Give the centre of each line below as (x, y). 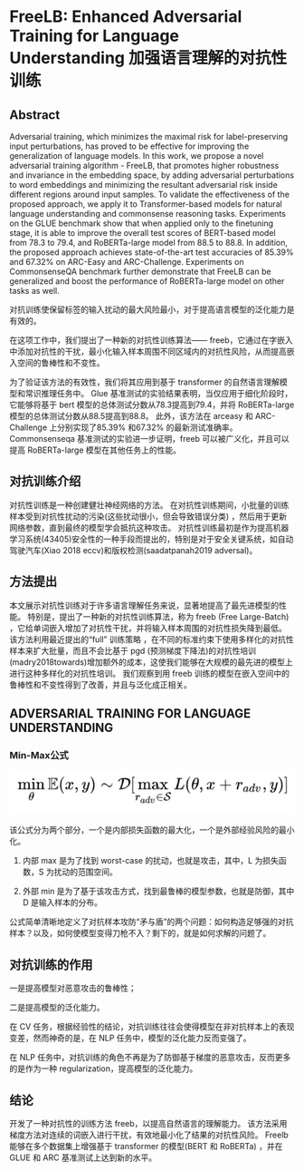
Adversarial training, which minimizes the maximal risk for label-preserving (148, 137)
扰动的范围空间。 (85, 872)
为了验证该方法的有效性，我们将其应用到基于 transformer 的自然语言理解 (145, 382)
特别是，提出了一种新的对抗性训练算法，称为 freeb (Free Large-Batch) (158, 616)
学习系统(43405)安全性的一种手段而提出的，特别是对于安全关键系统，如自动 (152, 539)
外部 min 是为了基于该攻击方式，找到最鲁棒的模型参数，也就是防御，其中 (158, 892)
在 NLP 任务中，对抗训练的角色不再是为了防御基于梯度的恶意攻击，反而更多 (150, 1058)
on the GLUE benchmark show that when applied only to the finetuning (142, 223)
